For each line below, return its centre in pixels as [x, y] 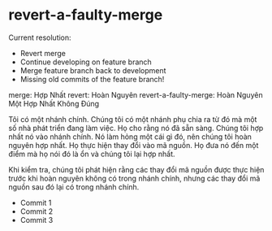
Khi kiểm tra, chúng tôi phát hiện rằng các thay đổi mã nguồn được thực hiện [136, 169]
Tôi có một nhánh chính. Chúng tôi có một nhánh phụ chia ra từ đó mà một [133, 119]
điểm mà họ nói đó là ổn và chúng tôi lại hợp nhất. [92, 154]
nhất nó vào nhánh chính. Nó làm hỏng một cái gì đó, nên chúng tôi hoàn [130, 137]
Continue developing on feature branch [86, 62]
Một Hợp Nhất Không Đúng [54, 103]
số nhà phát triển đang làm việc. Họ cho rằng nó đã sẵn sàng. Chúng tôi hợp [136, 128]
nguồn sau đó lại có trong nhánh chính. [74, 187]
